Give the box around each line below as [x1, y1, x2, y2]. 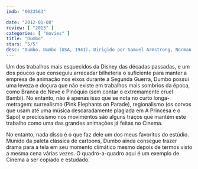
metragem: [6, 100, 33, 108]
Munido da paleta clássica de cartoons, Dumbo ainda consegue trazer [6, 137, 177, 144]
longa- [153, 94, 170, 101]
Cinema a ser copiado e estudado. [6, 156, 90, 163]
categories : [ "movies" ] [6, 30, 70, 36]
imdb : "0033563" [6, 8, 46, 15]
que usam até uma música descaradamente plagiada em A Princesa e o [6, 107, 181, 114]
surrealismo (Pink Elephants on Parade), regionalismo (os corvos [34, 100, 191, 108]
